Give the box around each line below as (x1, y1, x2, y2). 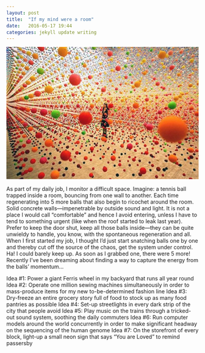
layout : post (6, 10, 40, 16)
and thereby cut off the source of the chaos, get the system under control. (6, 244, 193, 251)
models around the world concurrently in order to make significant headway (6, 320, 197, 327)
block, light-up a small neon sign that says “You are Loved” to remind (6, 333, 180, 341)
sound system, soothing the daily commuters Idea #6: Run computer (16, 314, 189, 321)
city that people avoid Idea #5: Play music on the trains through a (6, 307, 170, 315)
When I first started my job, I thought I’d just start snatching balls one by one (6, 237, 198, 244)
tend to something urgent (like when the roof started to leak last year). (6, 218, 183, 225)
